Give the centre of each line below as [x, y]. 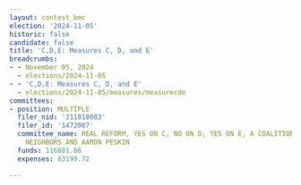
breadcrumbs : [34, 59]
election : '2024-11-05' [54, 26]
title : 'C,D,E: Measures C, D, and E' [82, 51]
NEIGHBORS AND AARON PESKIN [77, 142]
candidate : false [42, 42]
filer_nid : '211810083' [61, 117]
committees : [31, 101]
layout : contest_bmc [48, 17]
